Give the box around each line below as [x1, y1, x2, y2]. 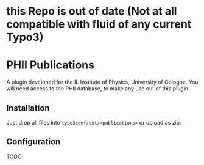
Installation [6, 103, 50, 113]
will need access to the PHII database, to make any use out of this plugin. [6, 85, 190, 92]
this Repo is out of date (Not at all [6, 4, 177, 18]
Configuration [6, 136, 61, 147]
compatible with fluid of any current [6, 17, 192, 31]
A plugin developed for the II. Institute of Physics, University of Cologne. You [6, 78, 199, 86]
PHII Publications [6, 58, 94, 72]
